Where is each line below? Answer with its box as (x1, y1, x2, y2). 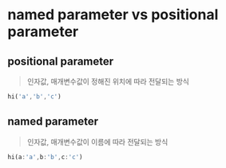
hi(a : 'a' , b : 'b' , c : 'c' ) (7, 153, 83, 161)
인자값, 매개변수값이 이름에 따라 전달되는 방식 (26, 137, 169, 146)
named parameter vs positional (7, 6, 219, 24)
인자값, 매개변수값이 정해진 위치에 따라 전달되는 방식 (26, 77, 189, 86)
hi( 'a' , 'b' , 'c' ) (7, 93, 61, 101)
